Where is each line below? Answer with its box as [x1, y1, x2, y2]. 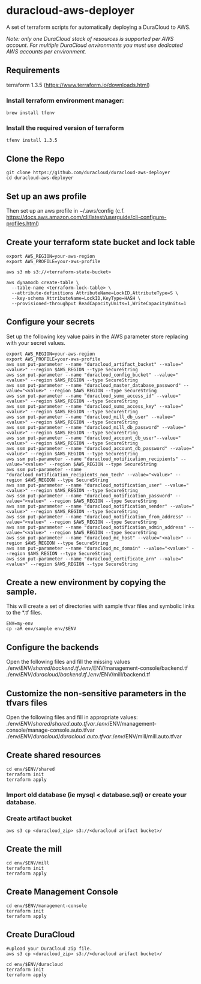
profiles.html [6, 220, 38, 227]
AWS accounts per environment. [6, 47, 87, 55]
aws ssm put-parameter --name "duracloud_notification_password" [6, 493, 173, 499]
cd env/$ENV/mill [6, 860, 50, 866]
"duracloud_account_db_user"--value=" [83, 435, 181, 441]
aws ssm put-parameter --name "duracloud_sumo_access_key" [6, 403, 157, 409]
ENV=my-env [6, 621, 34, 627]
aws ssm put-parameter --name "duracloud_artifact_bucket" [6, 361, 157, 367]
